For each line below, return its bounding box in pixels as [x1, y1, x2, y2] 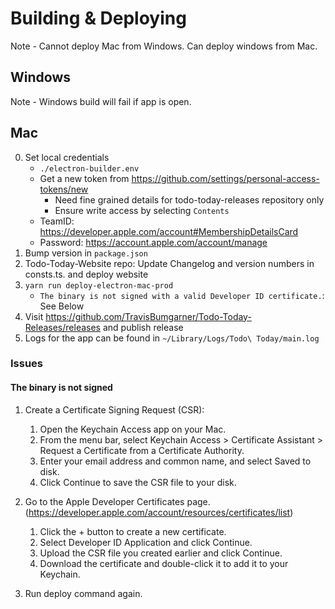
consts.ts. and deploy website [24, 268, 149, 280]
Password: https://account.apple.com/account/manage [39, 236, 268, 248]
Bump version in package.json [24, 247, 148, 259]
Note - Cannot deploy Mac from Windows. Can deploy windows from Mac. [10, 40, 318, 52]
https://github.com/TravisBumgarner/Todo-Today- [45, 310, 252, 322]
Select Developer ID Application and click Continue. [39, 536, 253, 548]
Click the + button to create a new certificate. [39, 525, 227, 537]
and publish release [102, 321, 184, 333]
